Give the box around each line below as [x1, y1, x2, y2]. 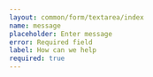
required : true [9, 54, 65, 63]
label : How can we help [9, 46, 97, 55]
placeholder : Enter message [9, 29, 113, 38]
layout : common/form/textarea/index [9, 12, 144, 22]
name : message [9, 21, 62, 30]
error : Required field [9, 37, 93, 47]
